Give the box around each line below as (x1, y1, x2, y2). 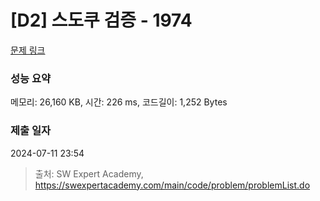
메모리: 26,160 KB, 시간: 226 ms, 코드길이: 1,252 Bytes (10, 96, 228, 108)
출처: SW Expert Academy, (34, 167, 144, 180)
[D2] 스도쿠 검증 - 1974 (10, 9, 193, 32)
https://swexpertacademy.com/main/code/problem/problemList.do (34, 179, 311, 191)
